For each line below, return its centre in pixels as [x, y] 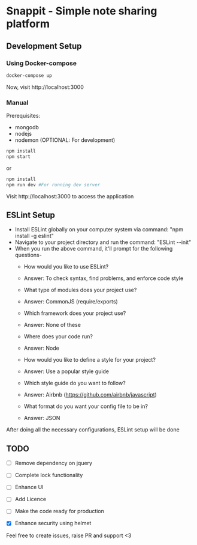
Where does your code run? [58, 336]
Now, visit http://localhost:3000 [45, 87]
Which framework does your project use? [75, 313]
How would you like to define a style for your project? [90, 360]
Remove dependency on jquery [54, 463]
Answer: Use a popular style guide [66, 371]
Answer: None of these [52, 325]
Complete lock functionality [49, 475]
